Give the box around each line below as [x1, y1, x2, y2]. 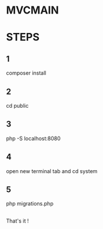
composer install [6, 69, 46, 77]
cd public [6, 102, 29, 109]
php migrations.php [6, 200, 54, 207]
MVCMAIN [6, 4, 59, 17]
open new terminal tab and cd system [6, 167, 98, 174]
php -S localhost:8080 [6, 135, 61, 142]
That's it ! [6, 217, 29, 224]
